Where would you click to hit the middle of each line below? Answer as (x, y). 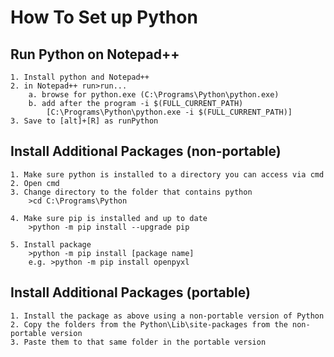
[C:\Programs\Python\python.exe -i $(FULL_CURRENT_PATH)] (169, 112)
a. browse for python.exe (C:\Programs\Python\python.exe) (154, 95)
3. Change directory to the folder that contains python (131, 192)
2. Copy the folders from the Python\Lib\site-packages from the (149, 324)
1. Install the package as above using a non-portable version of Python (167, 316)
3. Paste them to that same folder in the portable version (138, 342)
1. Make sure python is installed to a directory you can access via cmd (167, 174)
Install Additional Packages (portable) (130, 292)
